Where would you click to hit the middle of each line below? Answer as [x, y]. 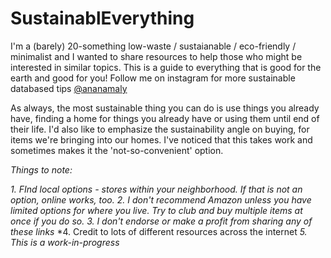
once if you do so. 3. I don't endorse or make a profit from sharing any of [161, 221]
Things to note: [41, 169]
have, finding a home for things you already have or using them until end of [165, 118]
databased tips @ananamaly [69, 88]
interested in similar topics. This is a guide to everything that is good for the [166, 67]
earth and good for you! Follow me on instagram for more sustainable [153, 78]
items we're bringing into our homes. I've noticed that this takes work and [161, 139]
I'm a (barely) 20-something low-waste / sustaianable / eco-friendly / [153, 46]
